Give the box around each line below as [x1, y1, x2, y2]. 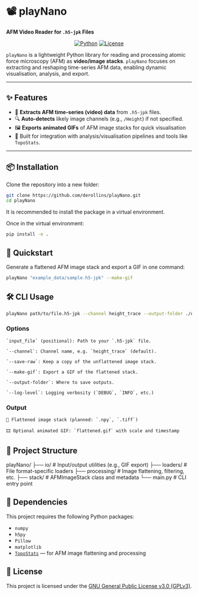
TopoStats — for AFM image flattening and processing [14, 549, 146, 557]
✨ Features [6, 93, 48, 103]
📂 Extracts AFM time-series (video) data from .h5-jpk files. [14, 108, 161, 115]
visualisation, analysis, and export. [6, 70, 90, 77]
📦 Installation [6, 162, 59, 172]
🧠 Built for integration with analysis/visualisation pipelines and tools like [14, 132, 188, 140]
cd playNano [6, 198, 35, 204]
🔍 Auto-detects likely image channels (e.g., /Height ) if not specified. [14, 115, 184, 122]
